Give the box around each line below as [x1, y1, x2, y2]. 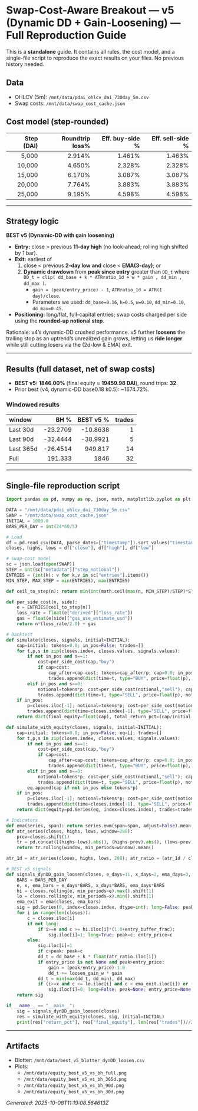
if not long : [27, 921, 60, 926]
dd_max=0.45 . [32, 305, 64, 312]
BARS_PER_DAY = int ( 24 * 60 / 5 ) [6, 523, 78, 530]
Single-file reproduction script [6, 481, 120, 491]
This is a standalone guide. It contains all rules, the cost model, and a [6, 48, 175, 55]
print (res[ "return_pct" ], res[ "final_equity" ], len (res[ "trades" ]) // [16, 1019, 192, 1025]
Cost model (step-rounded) [6, 117, 109, 127]
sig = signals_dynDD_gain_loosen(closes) [16, 1008, 120, 1014]
